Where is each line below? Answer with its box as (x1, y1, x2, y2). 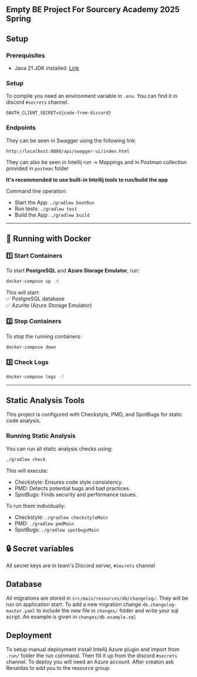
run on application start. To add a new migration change (6, 601, 142, 608)
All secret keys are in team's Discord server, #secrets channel (6, 562, 155, 569)
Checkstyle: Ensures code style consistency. (14, 478, 123, 485)
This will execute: (6, 467, 48, 474)
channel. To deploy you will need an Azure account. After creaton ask (6, 658, 174, 665)
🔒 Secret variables (6, 543, 74, 553)
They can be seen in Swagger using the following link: (6, 137, 137, 144)
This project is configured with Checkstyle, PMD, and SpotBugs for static (6, 411, 183, 418)
